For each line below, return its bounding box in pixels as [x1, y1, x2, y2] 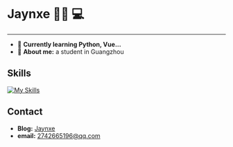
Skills [7, 68, 31, 79]
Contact [7, 106, 43, 118]
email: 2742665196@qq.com [17, 131, 101, 139]
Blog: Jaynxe [17, 124, 55, 133]
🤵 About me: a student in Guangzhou [17, 47, 124, 56]
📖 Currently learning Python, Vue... [17, 40, 121, 48]
